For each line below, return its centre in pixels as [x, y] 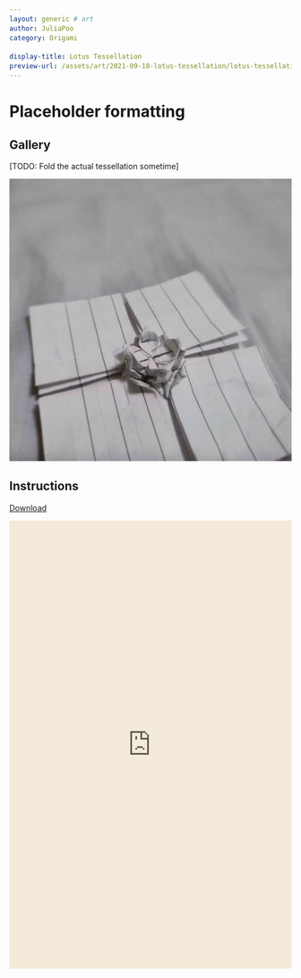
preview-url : [34, 66]
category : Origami [43, 38]
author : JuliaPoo [42, 28]
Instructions [44, 486]
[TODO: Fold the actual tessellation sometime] [94, 166]
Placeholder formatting [97, 112]
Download [28, 507]
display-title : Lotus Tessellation [76, 57]
